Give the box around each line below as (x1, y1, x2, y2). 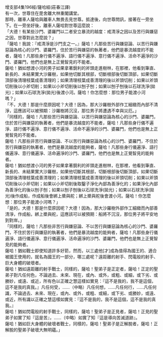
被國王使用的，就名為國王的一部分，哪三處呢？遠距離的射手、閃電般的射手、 (5, 254, 158, 260)
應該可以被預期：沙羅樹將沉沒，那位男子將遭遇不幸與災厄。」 (17, 108, 139, 113)
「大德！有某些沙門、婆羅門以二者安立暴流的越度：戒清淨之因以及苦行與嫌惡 (5, 29, 158, 34)
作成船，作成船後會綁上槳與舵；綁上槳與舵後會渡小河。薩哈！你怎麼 (15, 193, 151, 199)
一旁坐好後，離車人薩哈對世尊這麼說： (17, 22, 95, 28)
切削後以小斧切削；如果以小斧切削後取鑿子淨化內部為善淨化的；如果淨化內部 (5, 181, 158, 187)
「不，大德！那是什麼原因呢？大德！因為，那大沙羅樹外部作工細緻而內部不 (5, 102, 154, 107)
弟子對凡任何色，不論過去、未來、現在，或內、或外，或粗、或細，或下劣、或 (5, 272, 158, 278)
